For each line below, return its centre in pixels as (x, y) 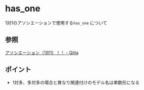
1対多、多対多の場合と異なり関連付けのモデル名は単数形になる (76, 82)
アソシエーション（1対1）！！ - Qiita (42, 53)
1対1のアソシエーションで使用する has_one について (56, 23)
